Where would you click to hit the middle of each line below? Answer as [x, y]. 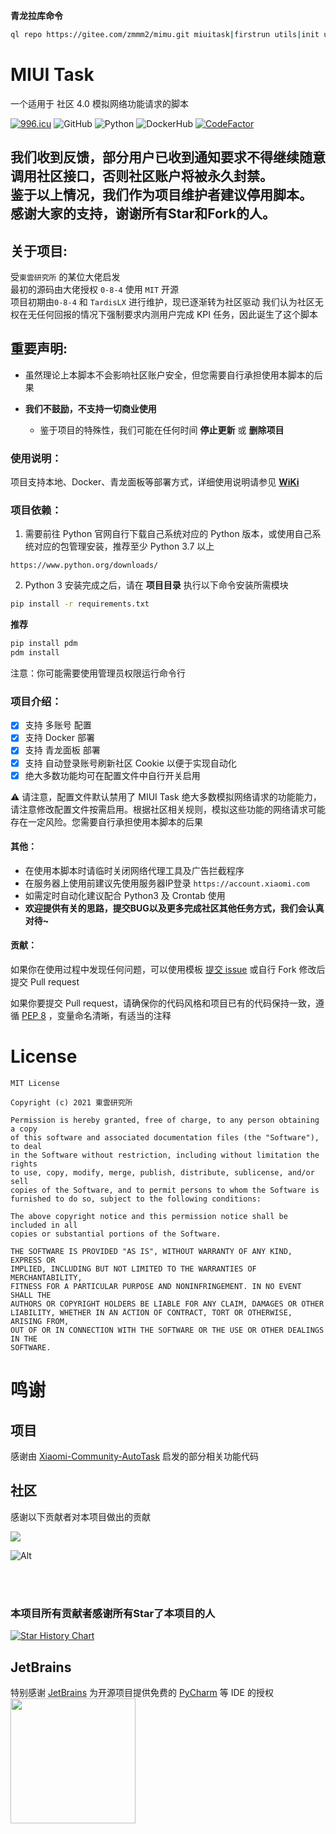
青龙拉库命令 [36, 15]
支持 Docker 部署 [59, 738]
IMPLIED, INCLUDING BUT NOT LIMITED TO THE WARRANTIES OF [133, 1269]
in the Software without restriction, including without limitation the [165, 1155]
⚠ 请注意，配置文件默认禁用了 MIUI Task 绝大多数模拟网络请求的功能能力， [166, 796]
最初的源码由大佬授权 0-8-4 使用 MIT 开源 [95, 290]
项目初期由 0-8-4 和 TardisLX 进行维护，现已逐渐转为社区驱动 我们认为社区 [162, 302]
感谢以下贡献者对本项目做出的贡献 [80, 1516]
